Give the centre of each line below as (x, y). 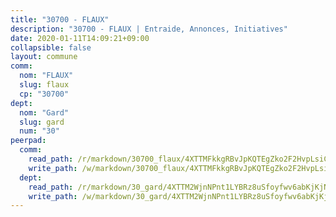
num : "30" (39, 131)
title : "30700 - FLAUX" (60, 19)
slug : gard (42, 122)
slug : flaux (44, 85)
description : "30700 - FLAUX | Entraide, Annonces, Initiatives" (149, 29)
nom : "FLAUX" (46, 76)
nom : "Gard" (44, 112)
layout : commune (44, 57)
